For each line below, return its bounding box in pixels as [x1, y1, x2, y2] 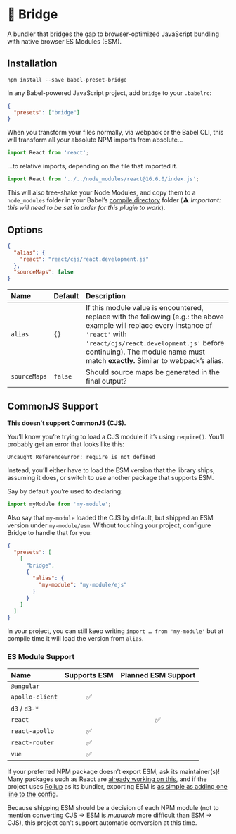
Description [85, 291, 126, 301]
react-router [11, 738, 55, 747]
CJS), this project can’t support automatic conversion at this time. [7, 818, 197, 827]
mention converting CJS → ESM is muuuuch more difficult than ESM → [7, 811, 213, 819]
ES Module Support [7, 652, 75, 662]
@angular [11, 682, 40, 690]
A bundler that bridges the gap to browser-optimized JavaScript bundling [7, 30, 220, 38]
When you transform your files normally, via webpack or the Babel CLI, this [7, 128, 224, 137]
